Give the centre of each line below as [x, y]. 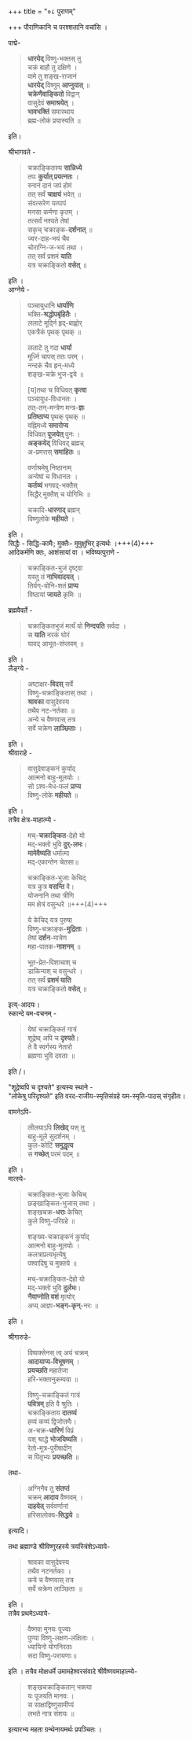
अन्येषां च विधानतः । [53, 476]
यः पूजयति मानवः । [51, 1696]
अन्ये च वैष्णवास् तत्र [51, 719]
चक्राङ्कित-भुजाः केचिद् [56, 878]
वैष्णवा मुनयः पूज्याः [49, 1629]
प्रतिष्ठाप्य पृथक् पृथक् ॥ [56, 417]
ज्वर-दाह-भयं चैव [48, 238]
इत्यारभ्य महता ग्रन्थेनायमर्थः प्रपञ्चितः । [55, 1729]
